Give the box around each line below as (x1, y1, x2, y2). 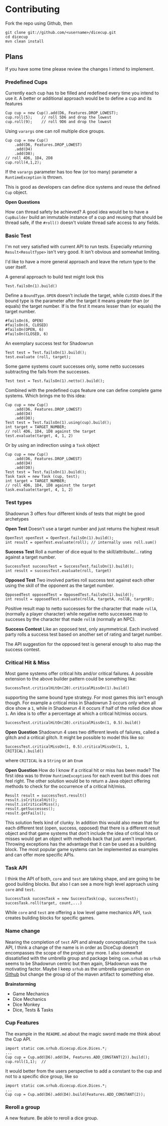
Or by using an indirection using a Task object (5, 442, 100, 448)
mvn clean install (5, 39, 44, 44)
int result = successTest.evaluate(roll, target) (5, 568, 112, 573)
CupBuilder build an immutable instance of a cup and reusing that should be (5, 214, 163, 220)
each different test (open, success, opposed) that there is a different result (5, 825, 160, 831)
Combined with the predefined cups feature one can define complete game (5, 387, 162, 393)
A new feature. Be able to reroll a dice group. (5, 1115, 98, 1121)
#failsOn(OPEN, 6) (5, 327, 44, 332)
